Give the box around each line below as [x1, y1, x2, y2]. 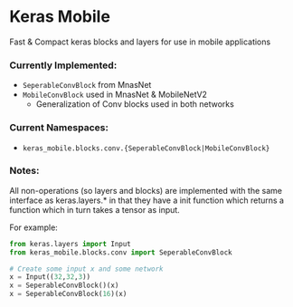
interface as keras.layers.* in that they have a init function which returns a [9, 195, 285, 206]
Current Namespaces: [9, 121, 109, 134]
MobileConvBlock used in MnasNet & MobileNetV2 [22, 89, 208, 101]
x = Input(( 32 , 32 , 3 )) [9, 273, 91, 282]
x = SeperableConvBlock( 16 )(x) [9, 290, 128, 299]
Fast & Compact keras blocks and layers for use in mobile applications [9, 36, 271, 47]
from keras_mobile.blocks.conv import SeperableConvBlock [9, 247, 232, 257]
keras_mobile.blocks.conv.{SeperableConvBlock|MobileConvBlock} [22, 143, 270, 153]
